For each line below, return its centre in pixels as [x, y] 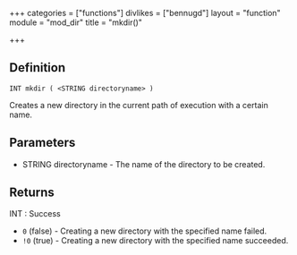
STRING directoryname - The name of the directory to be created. [144, 164]
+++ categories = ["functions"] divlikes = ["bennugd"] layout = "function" [145, 13]
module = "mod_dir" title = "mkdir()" [76, 22]
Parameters [42, 143]
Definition [37, 68]
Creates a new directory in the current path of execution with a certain [139, 105]
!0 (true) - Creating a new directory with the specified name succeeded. [155, 241]
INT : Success [35, 214]
